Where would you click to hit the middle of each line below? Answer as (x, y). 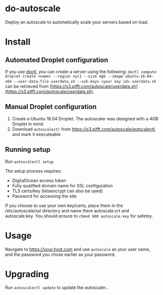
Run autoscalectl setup (29, 161)
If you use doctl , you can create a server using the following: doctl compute (81, 71)
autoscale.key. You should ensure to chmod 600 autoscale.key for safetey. (79, 216)
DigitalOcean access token (39, 180)
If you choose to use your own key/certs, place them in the (64, 205)
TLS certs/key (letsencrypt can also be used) (57, 191)
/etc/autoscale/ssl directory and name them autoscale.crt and (67, 210)
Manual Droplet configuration (51, 107)
